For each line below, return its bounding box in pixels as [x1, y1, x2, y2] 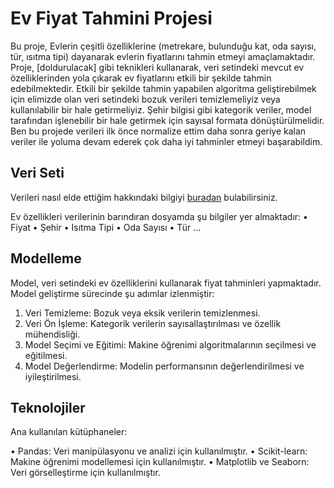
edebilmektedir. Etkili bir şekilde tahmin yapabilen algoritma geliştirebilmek [10, 82, 317, 94]
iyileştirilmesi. [24, 370, 82, 382]
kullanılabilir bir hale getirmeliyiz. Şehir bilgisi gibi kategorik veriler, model [10, 103, 312, 116]
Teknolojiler [10, 399, 86, 416]
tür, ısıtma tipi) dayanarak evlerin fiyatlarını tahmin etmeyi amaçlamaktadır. [10, 50, 316, 62]
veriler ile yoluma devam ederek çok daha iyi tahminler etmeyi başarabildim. [10, 135, 323, 147]
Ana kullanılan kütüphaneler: [10, 426, 128, 438]
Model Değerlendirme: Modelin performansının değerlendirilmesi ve [24, 360, 305, 372]
